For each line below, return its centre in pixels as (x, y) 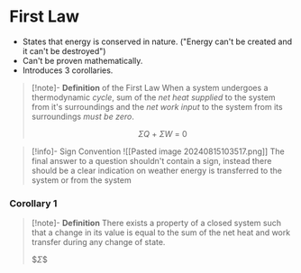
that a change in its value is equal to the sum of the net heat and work (161, 232)
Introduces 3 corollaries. (68, 70)
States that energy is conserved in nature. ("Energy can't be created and (157, 41)
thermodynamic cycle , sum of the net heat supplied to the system (154, 97)
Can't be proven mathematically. (82, 60)
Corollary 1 (33, 203)
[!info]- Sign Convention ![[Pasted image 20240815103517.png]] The (158, 151)
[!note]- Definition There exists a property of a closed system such (156, 223)
